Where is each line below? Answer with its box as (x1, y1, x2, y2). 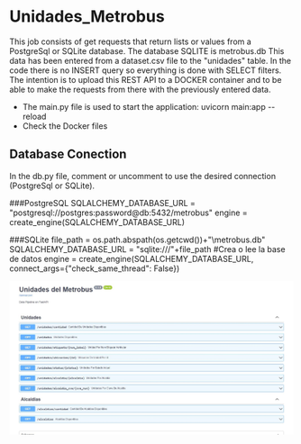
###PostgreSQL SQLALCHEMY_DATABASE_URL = (9, 197, 196, 208)
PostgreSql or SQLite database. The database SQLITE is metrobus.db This (9, 45, 285, 56)
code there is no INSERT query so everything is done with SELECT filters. (9, 65, 282, 76)
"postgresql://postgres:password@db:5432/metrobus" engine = (9, 207, 248, 218)
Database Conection (9, 147, 127, 162)
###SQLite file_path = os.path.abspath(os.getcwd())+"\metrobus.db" (9, 234, 266, 245)
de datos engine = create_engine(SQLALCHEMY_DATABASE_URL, (9, 253, 254, 264)
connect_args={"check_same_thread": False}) (9, 263, 180, 274)
